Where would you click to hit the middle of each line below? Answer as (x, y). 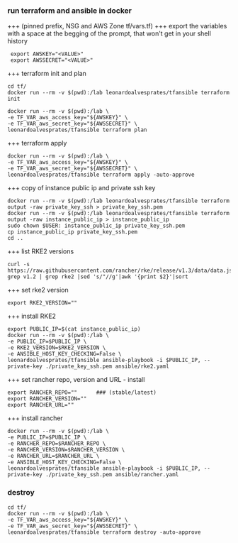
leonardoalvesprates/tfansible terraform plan (77, 130)
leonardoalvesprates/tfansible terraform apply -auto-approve (101, 175)
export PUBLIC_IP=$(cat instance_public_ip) (74, 329)
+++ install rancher (35, 418)
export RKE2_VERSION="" (42, 303)
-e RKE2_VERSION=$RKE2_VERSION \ (57, 348)
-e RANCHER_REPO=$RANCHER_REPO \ (57, 444)
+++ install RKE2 (32, 316)
